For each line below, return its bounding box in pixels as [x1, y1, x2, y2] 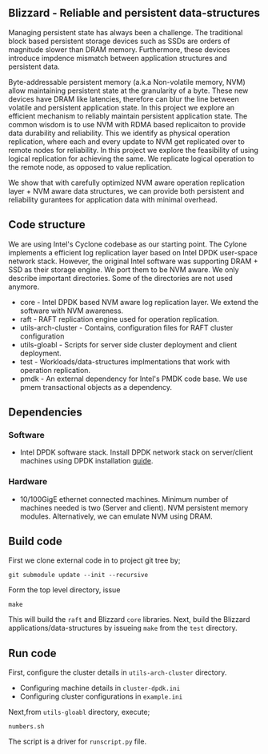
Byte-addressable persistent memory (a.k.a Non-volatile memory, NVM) [8, 77, 246, 86]
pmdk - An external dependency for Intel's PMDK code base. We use [19, 374, 248, 383]
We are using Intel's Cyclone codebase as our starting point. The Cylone [8, 239, 247, 249]
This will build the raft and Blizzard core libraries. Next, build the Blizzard [8, 615, 250, 624]
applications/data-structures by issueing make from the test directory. [8, 624, 238, 633]
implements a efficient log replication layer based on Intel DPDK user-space [8, 247, 258, 257]
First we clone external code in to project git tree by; [8, 555, 181, 565]
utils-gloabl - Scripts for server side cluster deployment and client [19, 339, 238, 349]
